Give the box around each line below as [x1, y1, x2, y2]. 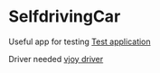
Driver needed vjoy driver [8, 53, 104, 64]
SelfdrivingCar [8, 6, 121, 27]
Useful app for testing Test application [8, 36, 151, 47]
